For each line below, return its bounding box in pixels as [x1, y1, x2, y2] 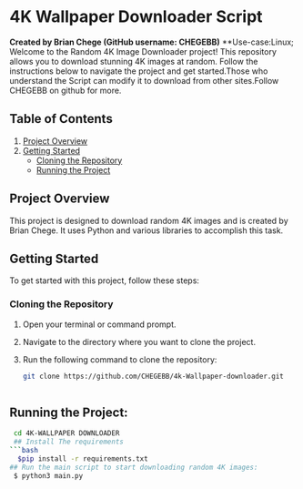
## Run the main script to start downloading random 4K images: [9, 463, 258, 472]
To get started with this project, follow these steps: [9, 275, 200, 286]
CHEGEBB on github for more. [9, 85, 122, 96]
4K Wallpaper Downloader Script [9, 6, 263, 27]
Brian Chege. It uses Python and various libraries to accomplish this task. [9, 225, 284, 236]
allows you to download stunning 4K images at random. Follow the [9, 56, 258, 66]
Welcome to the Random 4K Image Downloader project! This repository [9, 46, 278, 56]
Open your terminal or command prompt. [22, 319, 177, 330]
